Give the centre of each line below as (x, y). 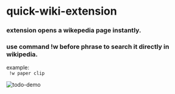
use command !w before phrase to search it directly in (88, 47)
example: (18, 68)
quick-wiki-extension (62, 11)
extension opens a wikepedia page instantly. (74, 31)
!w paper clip (27, 74)
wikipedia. (22, 54)
